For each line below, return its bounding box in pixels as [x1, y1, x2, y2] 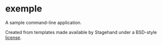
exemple [5, 3, 42, 14]
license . [5, 34, 22, 40]
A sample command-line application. [5, 19, 82, 25]
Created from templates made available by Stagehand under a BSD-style [5, 29, 157, 35]
